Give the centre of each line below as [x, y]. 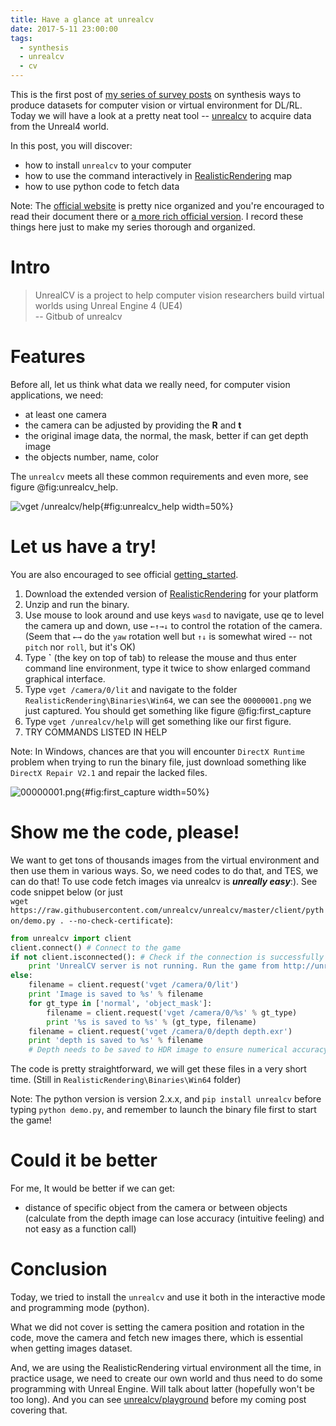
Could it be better [84, 1160]
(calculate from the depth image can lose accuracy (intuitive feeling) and [174, 1218]
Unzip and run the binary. [77, 604]
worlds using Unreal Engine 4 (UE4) [108, 305]
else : [21, 976]
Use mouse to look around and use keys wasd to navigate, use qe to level [174, 615]
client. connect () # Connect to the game [96, 947]
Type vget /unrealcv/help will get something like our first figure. [158, 721]
